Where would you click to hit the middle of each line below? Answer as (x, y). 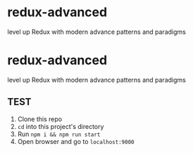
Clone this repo (39, 119)
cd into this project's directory (61, 126)
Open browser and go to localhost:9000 (76, 141)
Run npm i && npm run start (59, 134)
